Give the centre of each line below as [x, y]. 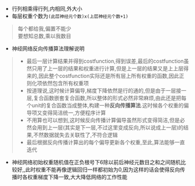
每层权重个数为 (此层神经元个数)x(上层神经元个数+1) [70, 16]
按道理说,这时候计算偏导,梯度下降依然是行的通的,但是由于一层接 [104, 91]
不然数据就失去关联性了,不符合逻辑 [76, 135]
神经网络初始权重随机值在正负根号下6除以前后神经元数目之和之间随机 [96, 162]
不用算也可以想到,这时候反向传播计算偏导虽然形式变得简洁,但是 [103, 120]
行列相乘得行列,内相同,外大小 [47, 9]
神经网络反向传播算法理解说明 [48, 48]
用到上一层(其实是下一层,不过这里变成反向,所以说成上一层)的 [110, 128]
